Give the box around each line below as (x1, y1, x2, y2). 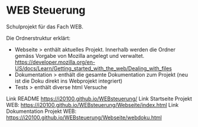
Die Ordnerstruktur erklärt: (6, 34, 71, 41)
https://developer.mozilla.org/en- (14, 58, 96, 66)
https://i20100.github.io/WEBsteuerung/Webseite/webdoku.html (6, 113, 162, 121)
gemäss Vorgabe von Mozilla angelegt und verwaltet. (14, 52, 145, 59)
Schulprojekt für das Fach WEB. (6, 23, 84, 30)
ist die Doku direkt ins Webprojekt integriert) (14, 77, 123, 84)
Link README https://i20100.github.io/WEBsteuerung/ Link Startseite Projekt (6, 95, 192, 102)
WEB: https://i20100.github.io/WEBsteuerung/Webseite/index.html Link (6, 101, 179, 108)
